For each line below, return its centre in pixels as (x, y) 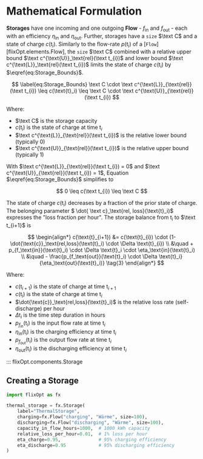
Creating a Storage (42, 381)
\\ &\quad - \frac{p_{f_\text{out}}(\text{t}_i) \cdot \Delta (89, 256)
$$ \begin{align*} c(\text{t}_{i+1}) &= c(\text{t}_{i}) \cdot (98, 237)
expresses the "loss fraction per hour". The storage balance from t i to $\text (101, 218)
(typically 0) (30, 142)
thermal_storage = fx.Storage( (46, 406)
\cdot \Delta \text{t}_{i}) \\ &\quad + (150, 243)
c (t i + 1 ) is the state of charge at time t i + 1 (65, 287)
